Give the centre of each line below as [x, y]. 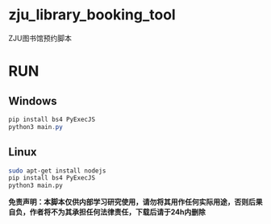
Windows [33, 101]
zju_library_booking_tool [92, 15]
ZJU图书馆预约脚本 [40, 38]
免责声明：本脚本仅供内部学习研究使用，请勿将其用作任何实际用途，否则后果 [135, 202]
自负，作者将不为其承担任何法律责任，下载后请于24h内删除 [107, 212]
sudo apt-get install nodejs [57, 171]
